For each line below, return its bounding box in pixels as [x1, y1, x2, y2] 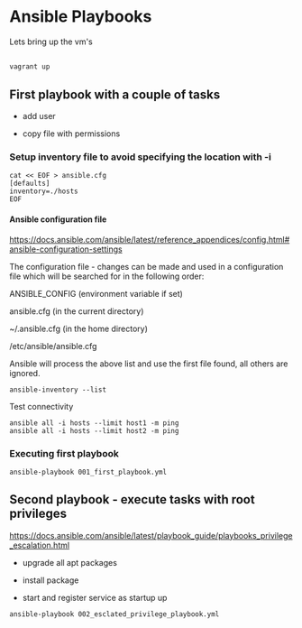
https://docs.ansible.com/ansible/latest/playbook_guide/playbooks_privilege [9, 530, 293, 540]
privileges [9, 506, 68, 522]
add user [22, 111, 56, 122]
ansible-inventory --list [9, 385, 106, 394]
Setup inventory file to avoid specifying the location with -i [9, 151, 272, 163]
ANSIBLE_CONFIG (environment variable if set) [9, 288, 183, 299]
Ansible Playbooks [9, 6, 152, 27]
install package [22, 575, 79, 586]
